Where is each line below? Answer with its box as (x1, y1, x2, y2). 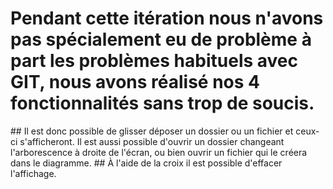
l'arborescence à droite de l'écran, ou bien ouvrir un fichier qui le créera (10, 146, 308, 158)
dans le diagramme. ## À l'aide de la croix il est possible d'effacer (10, 157, 283, 169)
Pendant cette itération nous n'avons (10, 7, 324, 30)
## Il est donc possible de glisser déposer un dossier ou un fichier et (10, 125, 294, 137)
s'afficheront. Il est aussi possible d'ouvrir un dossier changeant (19, 135, 285, 147)
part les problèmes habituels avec (10, 50, 299, 72)
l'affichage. (10, 167, 57, 179)
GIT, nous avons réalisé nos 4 (10, 71, 261, 94)
